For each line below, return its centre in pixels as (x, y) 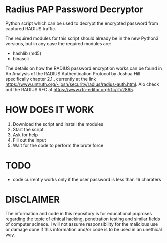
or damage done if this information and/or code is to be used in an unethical (84, 229)
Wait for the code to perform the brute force (58, 145)
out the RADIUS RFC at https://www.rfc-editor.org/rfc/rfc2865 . (70, 89)
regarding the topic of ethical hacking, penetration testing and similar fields (83, 219)
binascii (21, 58)
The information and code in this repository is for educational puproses (79, 213)
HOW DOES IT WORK (50, 110)
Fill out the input (29, 140)
